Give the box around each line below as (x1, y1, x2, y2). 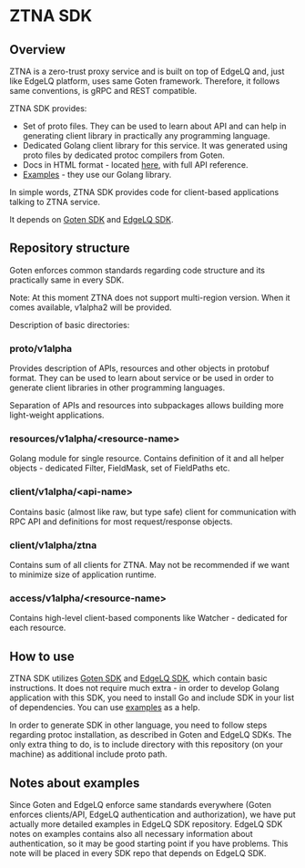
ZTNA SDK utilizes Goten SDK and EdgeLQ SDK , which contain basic (9, 673, 269, 684)
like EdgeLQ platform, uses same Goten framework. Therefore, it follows (9, 76, 280, 87)
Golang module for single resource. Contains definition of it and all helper (9, 453, 285, 464)
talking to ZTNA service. (9, 197, 101, 207)
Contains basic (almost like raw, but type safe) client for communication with (9, 506, 297, 517)
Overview (9, 42, 66, 57)
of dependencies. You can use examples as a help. (9, 702, 200, 713)
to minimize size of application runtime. (9, 569, 157, 580)
